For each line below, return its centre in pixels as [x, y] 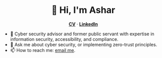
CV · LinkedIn [83, 24]
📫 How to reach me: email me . [43, 50]
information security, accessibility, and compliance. [64, 39]
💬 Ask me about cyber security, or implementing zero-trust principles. [84, 44]
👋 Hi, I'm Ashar [83, 10]
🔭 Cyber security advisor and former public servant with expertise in [82, 34]
